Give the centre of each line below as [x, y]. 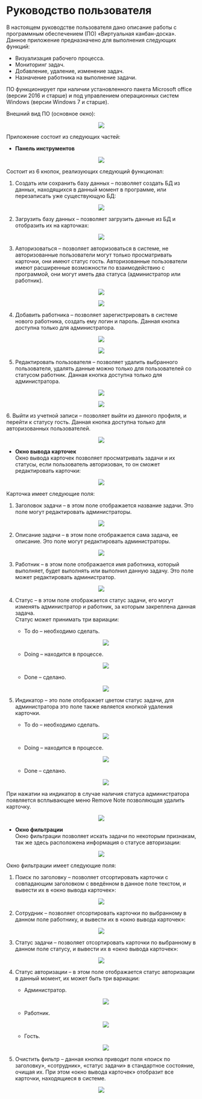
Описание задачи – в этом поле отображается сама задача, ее [96, 534]
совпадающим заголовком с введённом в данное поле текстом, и [100, 883]
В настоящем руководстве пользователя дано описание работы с [91, 27]
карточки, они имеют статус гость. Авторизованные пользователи [101, 261]
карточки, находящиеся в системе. [60, 1078]
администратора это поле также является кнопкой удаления [94, 706]
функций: [18, 46]
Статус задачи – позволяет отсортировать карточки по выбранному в [105, 942]
